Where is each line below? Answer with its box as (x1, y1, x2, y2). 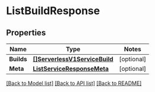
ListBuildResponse (6, 4, 101, 18)
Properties (6, 28, 46, 38)
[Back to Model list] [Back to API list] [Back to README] (6, 80, 142, 87)
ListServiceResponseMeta (33, 65, 109, 73)
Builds (9, 55, 28, 63)
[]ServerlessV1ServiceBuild (33, 55, 114, 63)
